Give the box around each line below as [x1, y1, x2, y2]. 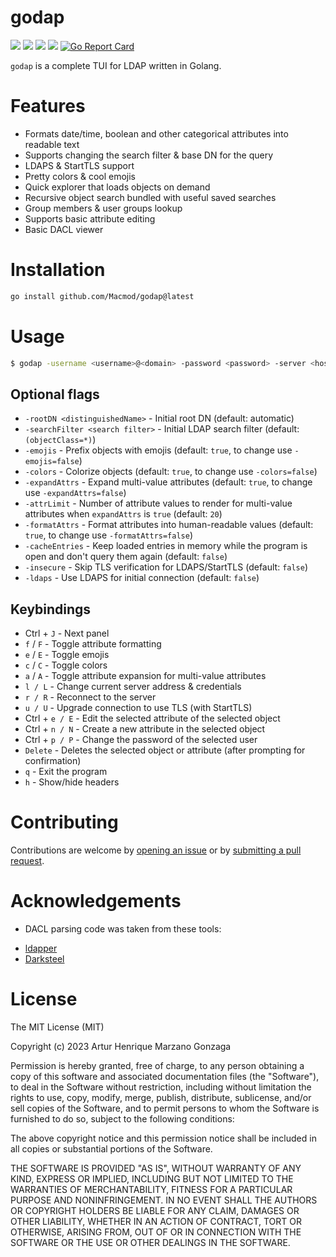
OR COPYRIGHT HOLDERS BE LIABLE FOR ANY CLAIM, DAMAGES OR [10, 1204, 300, 1216]
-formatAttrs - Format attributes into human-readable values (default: [24, 519, 314, 531]
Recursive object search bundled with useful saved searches [24, 191, 277, 203]
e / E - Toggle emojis [24, 649, 110, 661]
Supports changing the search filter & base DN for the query [24, 149, 274, 161]
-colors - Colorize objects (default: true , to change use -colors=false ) [24, 466, 318, 478]
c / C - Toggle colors [24, 659, 108, 671]
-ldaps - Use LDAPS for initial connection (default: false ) [24, 572, 260, 584]
